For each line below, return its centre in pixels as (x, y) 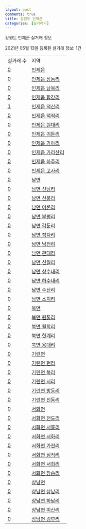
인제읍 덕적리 (45, 116)
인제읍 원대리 (45, 125)
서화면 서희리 (45, 464)
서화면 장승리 (45, 473)
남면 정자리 (43, 235)
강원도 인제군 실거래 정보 (28, 38)
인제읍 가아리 (45, 143)
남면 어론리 (43, 207)
